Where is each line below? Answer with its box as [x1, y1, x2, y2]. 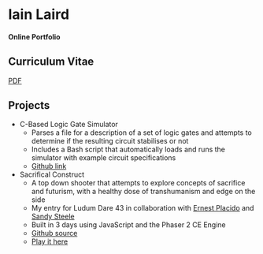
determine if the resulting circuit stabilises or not [31, 136, 189, 146]
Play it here [31, 237, 69, 246]
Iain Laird [8, 6, 69, 24]
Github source [31, 229, 78, 238]
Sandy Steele [31, 211, 75, 222]
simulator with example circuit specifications [31, 153, 176, 162]
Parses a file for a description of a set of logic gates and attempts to [31, 128, 252, 137]
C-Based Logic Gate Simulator [19, 120, 118, 129]
